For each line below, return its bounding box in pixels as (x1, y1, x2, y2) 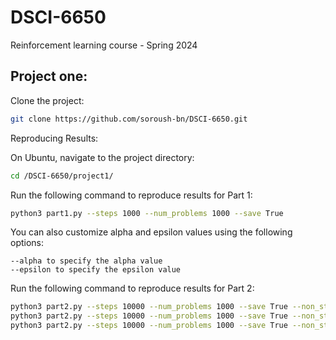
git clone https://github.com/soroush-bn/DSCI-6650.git (10, 114, 248, 124)
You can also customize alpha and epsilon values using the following (10, 226, 293, 238)
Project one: (10, 68, 88, 85)
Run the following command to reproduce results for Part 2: (10, 282, 255, 295)
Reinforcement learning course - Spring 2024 (10, 39, 198, 51)
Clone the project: (10, 94, 85, 106)
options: (10, 237, 45, 249)
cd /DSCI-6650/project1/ (10, 171, 114, 181)
